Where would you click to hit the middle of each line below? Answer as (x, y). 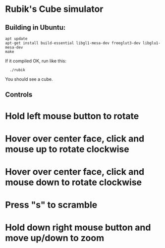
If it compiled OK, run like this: (36, 61)
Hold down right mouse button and (78, 227)
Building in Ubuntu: (35, 27)
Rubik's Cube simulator (54, 9)
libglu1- (152, 43)
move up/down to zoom (55, 238)
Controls (19, 95)
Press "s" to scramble (51, 205)
